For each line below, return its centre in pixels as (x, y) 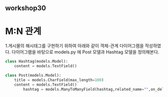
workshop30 (26, 8)
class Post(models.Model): (33, 75)
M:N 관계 (23, 31)
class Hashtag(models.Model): (37, 62)
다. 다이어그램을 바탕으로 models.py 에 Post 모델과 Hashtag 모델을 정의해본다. (82, 52)
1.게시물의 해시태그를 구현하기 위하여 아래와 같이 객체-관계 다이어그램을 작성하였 (83, 46)
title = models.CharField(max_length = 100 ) (59, 80)
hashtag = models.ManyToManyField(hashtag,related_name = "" (86, 89)
